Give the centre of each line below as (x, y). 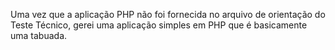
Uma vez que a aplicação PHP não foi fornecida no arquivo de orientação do (168, 14)
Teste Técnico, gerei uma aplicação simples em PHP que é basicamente (159, 25)
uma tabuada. (39, 35)
